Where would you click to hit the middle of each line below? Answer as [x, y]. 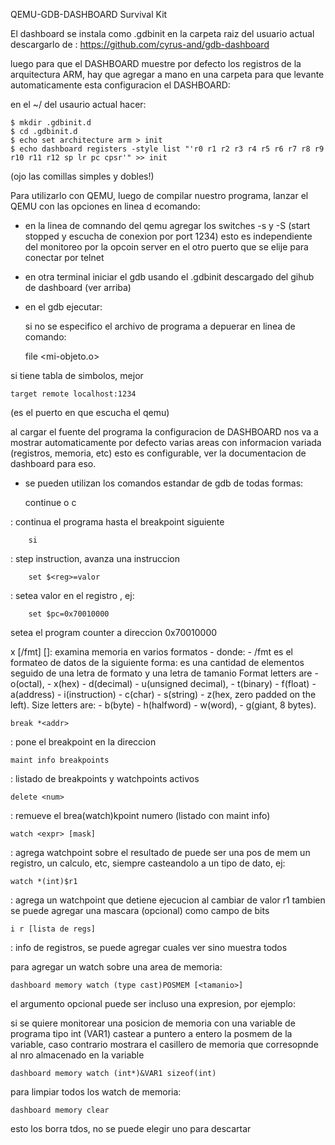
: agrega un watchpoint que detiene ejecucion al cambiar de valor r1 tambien [168, 900]
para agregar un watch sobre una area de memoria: [116, 967]
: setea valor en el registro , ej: [72, 595]
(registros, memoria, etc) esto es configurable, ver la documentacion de [158, 453]
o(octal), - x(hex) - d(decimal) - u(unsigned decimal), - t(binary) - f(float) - [163, 683]
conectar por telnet [64, 257]
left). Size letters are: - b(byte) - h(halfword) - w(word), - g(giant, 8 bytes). [163, 705]
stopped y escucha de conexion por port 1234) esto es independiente [168, 236]
